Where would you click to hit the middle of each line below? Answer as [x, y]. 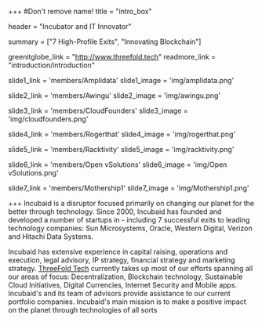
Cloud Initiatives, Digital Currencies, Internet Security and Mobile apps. [123, 285]
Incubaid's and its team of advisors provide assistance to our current [120, 293]
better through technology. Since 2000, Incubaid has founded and [115, 212]
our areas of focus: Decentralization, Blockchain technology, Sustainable [126, 277]
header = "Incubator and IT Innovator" [70, 26]
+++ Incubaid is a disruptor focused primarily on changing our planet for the [131, 203]
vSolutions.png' [33, 173]
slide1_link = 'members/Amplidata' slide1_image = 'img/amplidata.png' [121, 80]
